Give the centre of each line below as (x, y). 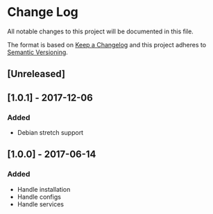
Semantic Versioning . (37, 52)
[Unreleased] (36, 74)
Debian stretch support (50, 133)
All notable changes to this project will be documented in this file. (101, 31)
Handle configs (39, 197)
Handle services (41, 204)
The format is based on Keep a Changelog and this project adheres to (107, 44)
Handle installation (44, 189)
